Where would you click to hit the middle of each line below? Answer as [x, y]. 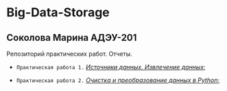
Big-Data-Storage [58, 13]
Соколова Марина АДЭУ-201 [72, 38]
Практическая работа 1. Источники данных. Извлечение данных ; [111, 67]
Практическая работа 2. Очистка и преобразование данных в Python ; [118, 80]
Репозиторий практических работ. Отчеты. [70, 54]
